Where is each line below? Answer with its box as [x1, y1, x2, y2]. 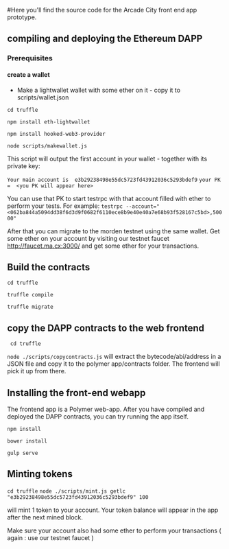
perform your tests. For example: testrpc [7, 202, 123, 210]
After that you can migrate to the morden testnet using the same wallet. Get [7, 226, 221, 235]
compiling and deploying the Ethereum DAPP [7, 33, 203, 45]
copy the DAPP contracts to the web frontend [7, 322, 204, 334]
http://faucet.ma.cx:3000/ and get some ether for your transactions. [7, 242, 200, 250]
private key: [7, 161, 40, 170]
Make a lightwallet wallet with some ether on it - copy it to [16, 86, 180, 94]
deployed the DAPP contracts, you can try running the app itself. [7, 412, 189, 421]
